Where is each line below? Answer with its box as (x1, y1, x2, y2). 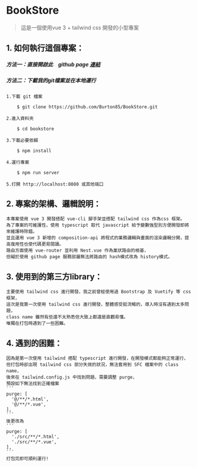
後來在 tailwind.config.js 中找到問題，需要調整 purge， (6, 374, 138, 381)
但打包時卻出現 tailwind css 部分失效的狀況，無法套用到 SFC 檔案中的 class (6, 362, 179, 368)
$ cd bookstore (17, 126, 55, 131)
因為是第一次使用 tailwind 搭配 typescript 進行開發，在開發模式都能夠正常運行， (6, 355, 189, 362)
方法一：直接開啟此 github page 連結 (6, 61, 101, 68)
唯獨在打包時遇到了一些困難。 (6, 321, 68, 327)
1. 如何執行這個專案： (6, 43, 84, 54)
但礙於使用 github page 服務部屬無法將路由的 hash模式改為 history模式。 (6, 254, 173, 260)
